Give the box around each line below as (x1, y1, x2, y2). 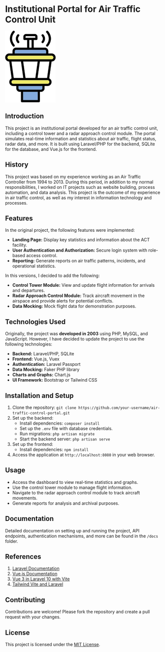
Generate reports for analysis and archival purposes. (12, 500, 120, 506)
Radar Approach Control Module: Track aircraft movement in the (12, 293, 145, 299)
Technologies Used (5, 317, 66, 326)
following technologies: (5, 341, 53, 347)
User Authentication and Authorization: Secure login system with (12, 247, 148, 253)
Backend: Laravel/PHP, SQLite (12, 351, 74, 357)
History (5, 161, 29, 169)
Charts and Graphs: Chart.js (12, 372, 70, 378)
